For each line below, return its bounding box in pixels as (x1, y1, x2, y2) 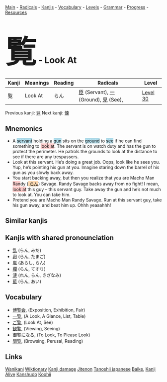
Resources (5, 9, 27, 15)
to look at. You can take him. (12, 191, 71, 197)
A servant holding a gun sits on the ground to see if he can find (12, 138, 142, 144)
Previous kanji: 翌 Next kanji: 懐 (5, 109, 70, 116)
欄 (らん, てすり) (12, 266, 46, 272)
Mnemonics (5, 124, 43, 133)
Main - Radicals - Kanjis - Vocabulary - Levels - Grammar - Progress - (5, 4, 149, 10)
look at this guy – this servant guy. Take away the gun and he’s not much (12, 186, 162, 192)
